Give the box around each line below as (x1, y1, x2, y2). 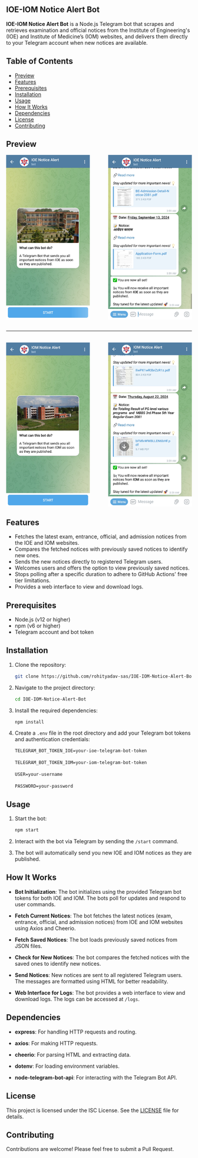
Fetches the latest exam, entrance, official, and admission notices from (14, 533, 187, 540)
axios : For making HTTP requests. (14, 1039, 98, 1047)
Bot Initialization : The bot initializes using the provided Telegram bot (14, 888, 181, 895)
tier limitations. (14, 577, 51, 584)
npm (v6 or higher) (14, 622, 61, 629)
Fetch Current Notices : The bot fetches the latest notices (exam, (14, 912, 173, 919)
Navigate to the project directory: (14, 684, 95, 691)
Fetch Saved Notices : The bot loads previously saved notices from (14, 936, 178, 943)
